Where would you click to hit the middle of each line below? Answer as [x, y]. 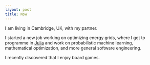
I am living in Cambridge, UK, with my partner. [51, 28]
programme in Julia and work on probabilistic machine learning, [69, 43]
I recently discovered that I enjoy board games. [53, 57]
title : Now [16, 14]
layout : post [18, 10]
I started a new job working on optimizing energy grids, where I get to [75, 38]
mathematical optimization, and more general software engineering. [73, 48]
